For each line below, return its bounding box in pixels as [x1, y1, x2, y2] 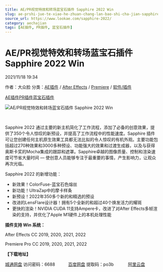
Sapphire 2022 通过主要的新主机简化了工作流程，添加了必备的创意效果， [5, 125, 151, 130]
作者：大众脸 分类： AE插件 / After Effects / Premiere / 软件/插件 [5, 84, 132, 90]
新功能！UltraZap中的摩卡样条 [12, 188, 72, 193]
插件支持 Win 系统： [5, 222, 45, 228]
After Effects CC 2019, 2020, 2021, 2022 [5, 232, 86, 238]
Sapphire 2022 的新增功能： [5, 171, 62, 177]
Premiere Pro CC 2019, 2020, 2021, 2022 [5, 241, 87, 247]
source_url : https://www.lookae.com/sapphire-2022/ [5, 16, 112, 21]
